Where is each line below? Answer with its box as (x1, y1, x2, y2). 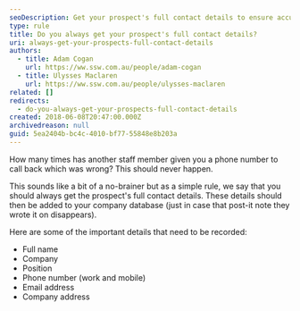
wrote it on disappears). (9, 209, 97, 220)
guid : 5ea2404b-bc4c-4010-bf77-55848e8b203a (9, 130, 178, 139)
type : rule (9, 21, 50, 30)
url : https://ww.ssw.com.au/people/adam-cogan (25, 63, 202, 72)
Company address (21, 291, 91, 302)
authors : (9, 46, 42, 55)
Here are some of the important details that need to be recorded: (9, 226, 247, 237)
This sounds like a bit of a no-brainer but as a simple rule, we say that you (9, 181, 281, 191)
